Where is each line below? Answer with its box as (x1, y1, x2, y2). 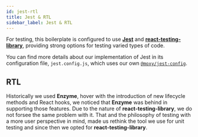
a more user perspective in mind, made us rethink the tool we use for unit (6, 118, 184, 125)
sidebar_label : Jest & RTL (6, 19, 73, 25)
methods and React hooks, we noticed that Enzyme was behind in (6, 99, 167, 106)
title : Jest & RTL (6, 14, 51, 20)
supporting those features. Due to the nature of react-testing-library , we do (6, 105, 192, 112)
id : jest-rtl (6, 8, 38, 15)
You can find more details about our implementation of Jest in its (6, 54, 164, 61)
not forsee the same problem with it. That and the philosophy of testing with (6, 112, 191, 119)
